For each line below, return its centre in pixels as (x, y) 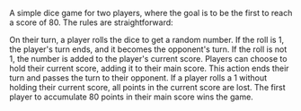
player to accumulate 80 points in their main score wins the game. (131, 97)
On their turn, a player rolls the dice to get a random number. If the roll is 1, (147, 40)
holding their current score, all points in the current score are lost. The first (147, 87)
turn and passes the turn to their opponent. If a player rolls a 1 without (138, 78)
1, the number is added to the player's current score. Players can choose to (148, 59)
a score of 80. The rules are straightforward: (91, 22)
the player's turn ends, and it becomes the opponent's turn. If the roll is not (148, 49)
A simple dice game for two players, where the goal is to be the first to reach (151, 13)
